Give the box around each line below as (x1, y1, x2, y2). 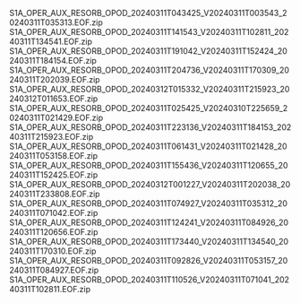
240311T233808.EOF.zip (9, 188, 100, 199)
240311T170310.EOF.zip (9, 246, 97, 256)
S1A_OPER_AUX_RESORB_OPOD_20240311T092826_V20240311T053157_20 (9, 255, 288, 265)
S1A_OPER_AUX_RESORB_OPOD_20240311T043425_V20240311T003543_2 (9, 8, 288, 18)
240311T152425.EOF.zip (9, 169, 99, 180)
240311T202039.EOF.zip (9, 74, 100, 84)
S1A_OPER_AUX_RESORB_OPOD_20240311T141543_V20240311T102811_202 (9, 27, 289, 37)
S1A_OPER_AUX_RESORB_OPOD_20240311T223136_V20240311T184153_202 (9, 122, 292, 133)
